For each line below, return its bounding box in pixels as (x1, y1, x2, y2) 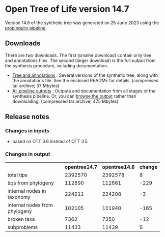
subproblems (7, 224, 38, 231)
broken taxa (7, 215, 35, 222)
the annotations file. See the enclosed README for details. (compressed (12, 77, 159, 83)
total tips (7, 171, 28, 178)
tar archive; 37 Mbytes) (12, 83, 60, 89)
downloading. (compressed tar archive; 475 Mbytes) (12, 98, 119, 104)
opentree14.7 (64, 163, 97, 170)
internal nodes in (7, 187, 46, 194)
